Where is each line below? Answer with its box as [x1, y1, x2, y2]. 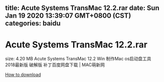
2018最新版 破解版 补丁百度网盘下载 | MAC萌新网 [5, 62, 105, 68]
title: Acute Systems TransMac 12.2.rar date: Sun [5, 4, 160, 12]
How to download [5, 72, 41, 78]
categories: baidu [5, 19, 61, 27]
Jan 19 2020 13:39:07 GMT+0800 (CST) [5, 12, 131, 20]
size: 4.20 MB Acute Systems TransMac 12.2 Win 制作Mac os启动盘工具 [5, 56, 152, 62]
